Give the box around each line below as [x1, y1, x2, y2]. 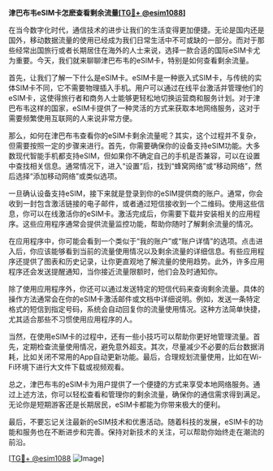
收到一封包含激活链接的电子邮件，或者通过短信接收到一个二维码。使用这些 [8, 199, 258, 208]
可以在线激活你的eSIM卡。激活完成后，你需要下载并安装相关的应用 [29, 209, 253, 218]
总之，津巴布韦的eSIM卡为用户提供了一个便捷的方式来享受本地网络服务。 [8, 379, 253, 389]
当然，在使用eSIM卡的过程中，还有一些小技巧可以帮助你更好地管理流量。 [8, 332, 253, 341]
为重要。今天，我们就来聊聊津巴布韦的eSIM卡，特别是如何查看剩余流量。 [8, 56, 253, 65]
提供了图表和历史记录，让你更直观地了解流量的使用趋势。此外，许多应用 [22, 257, 265, 266]
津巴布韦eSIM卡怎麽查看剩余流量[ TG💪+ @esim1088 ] [8, 8, 186, 17]
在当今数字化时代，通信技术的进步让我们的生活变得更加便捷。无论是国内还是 [8, 25, 265, 35]
